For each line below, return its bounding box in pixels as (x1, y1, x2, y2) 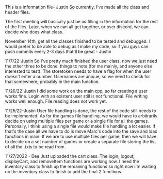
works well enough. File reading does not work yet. (5, 98, 107, 104)
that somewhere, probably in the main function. (5, 79, 100, 84)
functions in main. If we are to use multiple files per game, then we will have (5, 133, 157, 139)
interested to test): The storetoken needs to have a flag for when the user (5, 68, 152, 74)
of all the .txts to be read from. (5, 144, 66, 149)
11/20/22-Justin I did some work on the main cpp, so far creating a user (5, 88, 148, 94)
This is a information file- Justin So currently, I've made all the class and (5, 4, 149, 10)
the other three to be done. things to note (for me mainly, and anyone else (5, 63, 153, 69)
